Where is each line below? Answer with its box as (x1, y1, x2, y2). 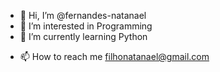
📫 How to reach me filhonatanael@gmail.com (19, 51, 210, 62)
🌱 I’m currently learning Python (19, 31, 148, 42)
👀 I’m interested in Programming (19, 20, 153, 32)
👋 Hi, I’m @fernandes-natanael (19, 10, 147, 21)
